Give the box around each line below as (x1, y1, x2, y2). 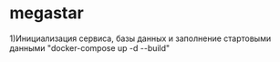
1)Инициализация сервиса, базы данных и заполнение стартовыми (9, 33, 272, 44)
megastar (9, 3, 84, 24)
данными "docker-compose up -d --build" (9, 42, 171, 53)
